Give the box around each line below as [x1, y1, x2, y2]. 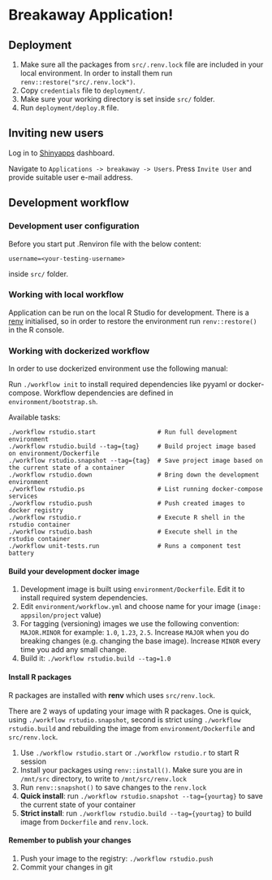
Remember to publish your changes [8, 835, 132, 845]
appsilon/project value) [19, 610, 101, 620]
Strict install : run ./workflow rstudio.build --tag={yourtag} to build [19, 808, 252, 818]
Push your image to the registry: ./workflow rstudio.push [19, 853, 214, 863]
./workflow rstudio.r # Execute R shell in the [8, 514, 245, 522]
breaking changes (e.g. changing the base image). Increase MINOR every [19, 636, 261, 646]
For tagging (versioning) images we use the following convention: [19, 619, 240, 629]
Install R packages [8, 672, 71, 682]
